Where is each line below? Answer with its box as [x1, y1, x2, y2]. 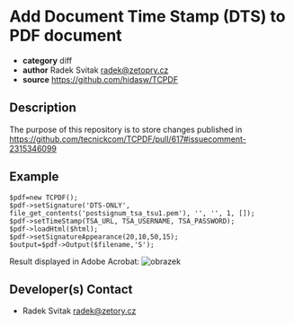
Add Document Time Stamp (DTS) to [9, 6, 286, 27]
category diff [22, 55, 73, 66]
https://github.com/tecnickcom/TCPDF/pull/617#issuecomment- [9, 133, 247, 145]
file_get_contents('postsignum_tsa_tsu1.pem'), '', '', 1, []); [9, 208, 255, 217]
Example [9, 169, 59, 185]
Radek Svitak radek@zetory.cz [22, 305, 137, 316]
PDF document [9, 25, 123, 46]
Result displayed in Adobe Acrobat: [9, 256, 140, 267]
